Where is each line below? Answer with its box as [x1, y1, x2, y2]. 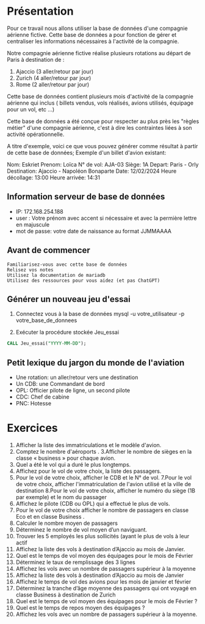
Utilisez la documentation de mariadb [7, 272, 106, 278]
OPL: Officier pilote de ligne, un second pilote [15, 387, 131, 394]
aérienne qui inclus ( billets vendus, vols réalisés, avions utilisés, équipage [7, 99, 194, 107]
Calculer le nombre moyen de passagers [15, 519, 118, 527]
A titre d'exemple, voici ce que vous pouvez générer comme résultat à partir [7, 142, 198, 149]
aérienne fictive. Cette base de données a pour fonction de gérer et [7, 31, 177, 38]
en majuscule [15, 220, 50, 228]
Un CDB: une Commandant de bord [15, 380, 106, 388]
